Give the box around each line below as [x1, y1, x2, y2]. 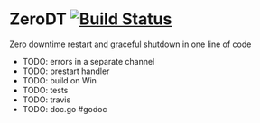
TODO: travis [22, 94, 71, 105]
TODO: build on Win [22, 75, 97, 85]
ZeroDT [9, 9, 68, 30]
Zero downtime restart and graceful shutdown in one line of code [9, 39, 252, 49]
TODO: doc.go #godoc [22, 103, 107, 114]
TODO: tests [22, 84, 69, 95]
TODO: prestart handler [22, 66, 110, 76]
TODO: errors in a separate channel [22, 56, 155, 66]
